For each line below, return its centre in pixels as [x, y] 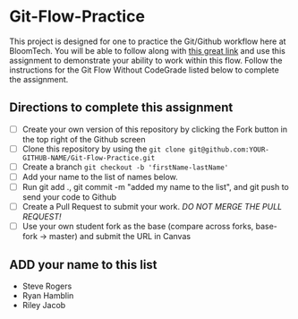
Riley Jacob [44, 305]
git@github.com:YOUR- [230, 150]
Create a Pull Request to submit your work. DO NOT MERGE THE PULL [152, 207]
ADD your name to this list [84, 265]
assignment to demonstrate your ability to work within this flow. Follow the [146, 60]
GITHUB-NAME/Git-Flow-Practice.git [89, 158]
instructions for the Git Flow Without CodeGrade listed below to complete [144, 70]
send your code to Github [69, 197]
